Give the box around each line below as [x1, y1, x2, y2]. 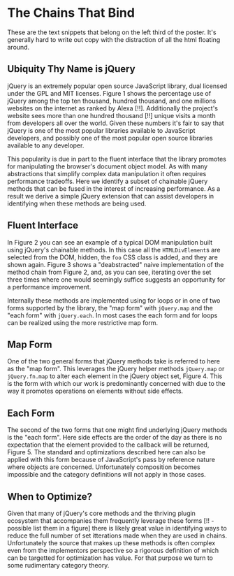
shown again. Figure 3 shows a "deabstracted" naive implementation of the [7, 260, 224, 268]
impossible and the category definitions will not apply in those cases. [7, 470, 206, 479]
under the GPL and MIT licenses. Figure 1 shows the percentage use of [7, 89, 212, 97]
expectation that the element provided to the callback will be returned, [7, 440, 210, 449]
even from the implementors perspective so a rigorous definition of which [7, 547, 219, 554]
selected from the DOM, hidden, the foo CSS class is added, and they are [7, 253, 218, 261]
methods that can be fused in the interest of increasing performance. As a [7, 184, 221, 193]
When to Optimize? [7, 491, 93, 503]
